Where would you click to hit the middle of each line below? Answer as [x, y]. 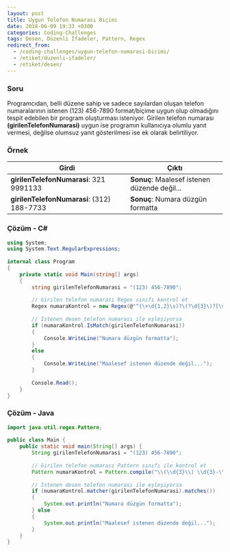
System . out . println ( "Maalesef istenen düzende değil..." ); [129, 523]
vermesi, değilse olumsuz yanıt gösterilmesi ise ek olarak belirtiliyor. [103, 132]
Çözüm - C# [27, 228]
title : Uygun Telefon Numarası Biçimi [62, 20]
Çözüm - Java [31, 413]
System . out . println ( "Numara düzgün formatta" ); [113, 504]
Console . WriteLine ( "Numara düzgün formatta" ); [111, 338]
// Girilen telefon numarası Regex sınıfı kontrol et [110, 300]
